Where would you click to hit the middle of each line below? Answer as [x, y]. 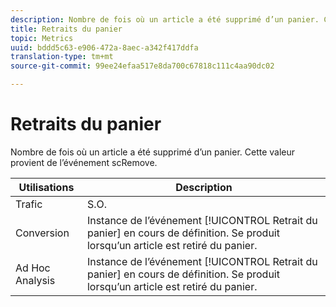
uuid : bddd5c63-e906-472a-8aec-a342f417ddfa [104, 47]
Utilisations [46, 187]
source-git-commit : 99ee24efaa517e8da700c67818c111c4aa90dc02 [142, 66]
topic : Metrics [42, 38]
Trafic [29, 204]
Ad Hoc [33, 268]
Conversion [42, 233]
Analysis [35, 280]
